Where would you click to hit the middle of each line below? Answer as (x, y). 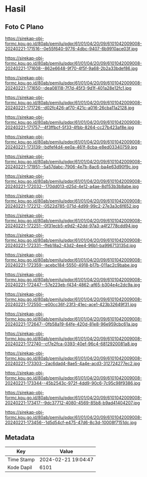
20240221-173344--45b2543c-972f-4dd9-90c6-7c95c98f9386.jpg (73, 383)
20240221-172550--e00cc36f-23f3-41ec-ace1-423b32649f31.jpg (71, 304)
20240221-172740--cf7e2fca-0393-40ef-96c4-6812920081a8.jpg (71, 344)
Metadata (20, 438)
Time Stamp (21, 460)
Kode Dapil (20, 467)
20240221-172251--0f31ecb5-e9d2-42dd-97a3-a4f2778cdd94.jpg (72, 226)
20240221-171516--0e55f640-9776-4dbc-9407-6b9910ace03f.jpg (71, 49)
